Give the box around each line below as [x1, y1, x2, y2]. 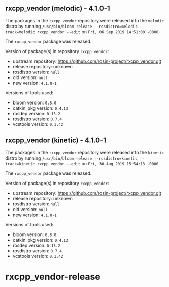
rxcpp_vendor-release [5, 271, 100, 282]
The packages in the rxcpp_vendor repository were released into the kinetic [5, 149, 164, 155]
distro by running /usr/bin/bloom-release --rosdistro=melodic [5, 23, 138, 29]
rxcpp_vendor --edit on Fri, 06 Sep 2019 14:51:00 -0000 [37, 28, 159, 35]
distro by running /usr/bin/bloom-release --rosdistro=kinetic [5, 155, 138, 161]
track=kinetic [5, 161, 36, 166]
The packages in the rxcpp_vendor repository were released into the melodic [5, 17, 164, 23]
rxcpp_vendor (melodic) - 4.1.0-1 [5, 4, 110, 13]
